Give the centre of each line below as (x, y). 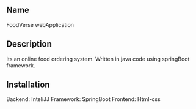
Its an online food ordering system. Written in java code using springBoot (98, 59)
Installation (28, 85)
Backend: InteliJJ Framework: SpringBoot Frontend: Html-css (83, 99)
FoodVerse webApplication (40, 24)
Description (29, 44)
